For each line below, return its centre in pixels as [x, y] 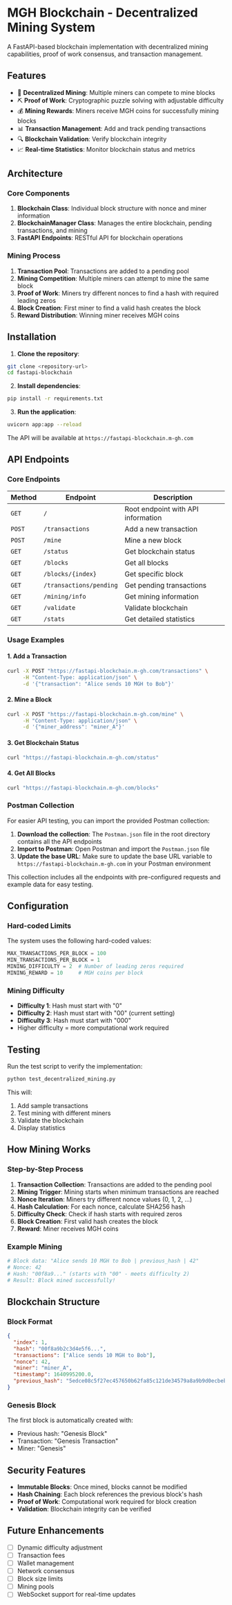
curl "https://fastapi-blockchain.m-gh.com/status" [83, 757]
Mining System [51, 27]
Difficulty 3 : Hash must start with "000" [74, 1021]
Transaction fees [41, 1555]
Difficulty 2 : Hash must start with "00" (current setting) [96, 1013]
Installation [32, 337]
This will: [20, 1092]
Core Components [39, 193]
